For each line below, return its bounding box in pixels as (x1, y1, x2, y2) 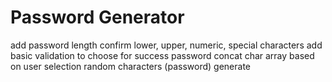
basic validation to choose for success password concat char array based (10, 49, 315, 61)
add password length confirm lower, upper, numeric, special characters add (10, 39, 323, 51)
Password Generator (10, 6, 185, 29)
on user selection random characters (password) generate (10, 60, 251, 72)
